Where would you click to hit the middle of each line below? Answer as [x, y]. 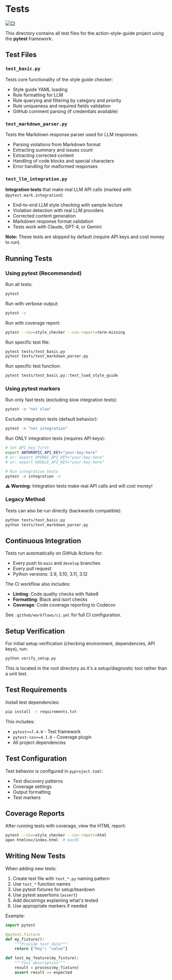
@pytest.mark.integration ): [34, 195]
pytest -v [16, 313]
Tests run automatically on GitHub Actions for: [54, 553]
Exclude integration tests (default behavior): [52, 419]
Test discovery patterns [38, 781]
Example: [15, 916]
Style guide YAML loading [40, 89]
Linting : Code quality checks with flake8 [55, 594]
